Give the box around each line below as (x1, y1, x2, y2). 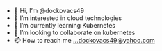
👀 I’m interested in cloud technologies (13, 14, 122, 22)
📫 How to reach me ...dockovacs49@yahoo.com (13, 37, 155, 44)
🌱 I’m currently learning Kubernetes (13, 21, 116, 29)
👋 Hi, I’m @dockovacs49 (13, 7, 85, 14)
